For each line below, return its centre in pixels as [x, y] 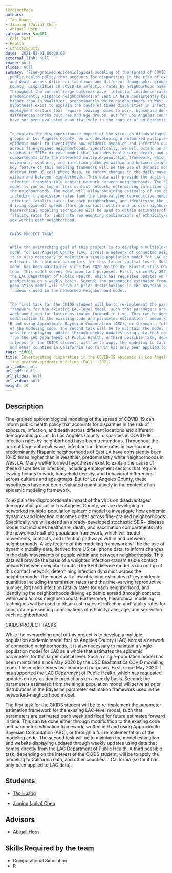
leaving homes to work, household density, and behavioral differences [79, 473]
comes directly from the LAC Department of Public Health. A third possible [84, 749]
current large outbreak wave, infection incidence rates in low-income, [79, 446]
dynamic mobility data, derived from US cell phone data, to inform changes [84, 549]
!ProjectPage [19, 10]
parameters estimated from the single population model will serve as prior [83, 684]
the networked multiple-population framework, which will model [73, 532]
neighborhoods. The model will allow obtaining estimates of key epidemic [83, 576]
